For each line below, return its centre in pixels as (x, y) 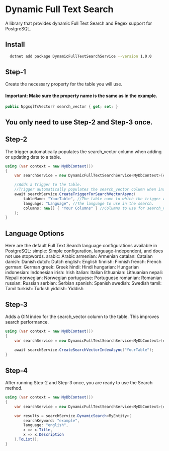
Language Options (35, 233)
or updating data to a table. (33, 157)
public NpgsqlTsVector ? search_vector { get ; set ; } (62, 106)
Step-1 (16, 72)
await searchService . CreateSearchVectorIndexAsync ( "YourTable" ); (84, 350)
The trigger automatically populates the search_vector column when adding (83, 151)
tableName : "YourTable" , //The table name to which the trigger (92, 199)
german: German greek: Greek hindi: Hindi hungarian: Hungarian (72, 267)
